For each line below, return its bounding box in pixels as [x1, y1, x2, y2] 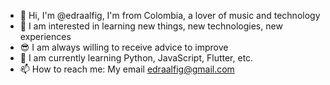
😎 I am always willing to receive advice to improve [19, 41, 229, 53]
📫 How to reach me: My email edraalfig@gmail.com [19, 63, 235, 75]
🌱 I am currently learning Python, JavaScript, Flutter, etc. [19, 52, 254, 64]
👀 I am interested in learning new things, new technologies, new [19, 20, 283, 32]
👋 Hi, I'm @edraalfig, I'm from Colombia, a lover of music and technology [19, 10, 321, 21]
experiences [19, 31, 72, 42]
